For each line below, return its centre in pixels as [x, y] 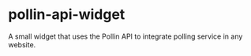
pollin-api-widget [67, 15]
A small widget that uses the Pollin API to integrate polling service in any [126, 36]
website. [22, 44]
